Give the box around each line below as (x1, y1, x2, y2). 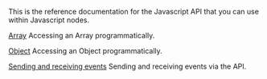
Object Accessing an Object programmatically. (8, 46, 162, 55)
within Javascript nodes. (8, 15, 90, 25)
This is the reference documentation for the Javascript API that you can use (8, 7, 260, 16)
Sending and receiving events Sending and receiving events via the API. (8, 61, 247, 71)
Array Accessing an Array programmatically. (8, 31, 155, 40)
